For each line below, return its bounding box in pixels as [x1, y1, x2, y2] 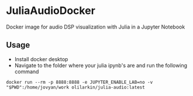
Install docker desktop [14, 55, 68, 62]
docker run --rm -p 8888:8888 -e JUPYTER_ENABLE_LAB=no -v [6, 79, 153, 85]
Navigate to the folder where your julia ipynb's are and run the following [14, 62, 188, 69]
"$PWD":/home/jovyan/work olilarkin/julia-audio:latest [6, 84, 145, 90]
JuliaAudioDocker [6, 4, 95, 17]
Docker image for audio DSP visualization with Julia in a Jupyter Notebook [6, 23, 185, 30]
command [14, 68, 39, 75]
